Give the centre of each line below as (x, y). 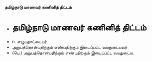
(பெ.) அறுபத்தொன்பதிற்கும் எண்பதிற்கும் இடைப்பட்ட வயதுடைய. (73, 53)
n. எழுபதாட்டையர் (29, 41)
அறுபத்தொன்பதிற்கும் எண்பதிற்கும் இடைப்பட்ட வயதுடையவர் (70, 47)
